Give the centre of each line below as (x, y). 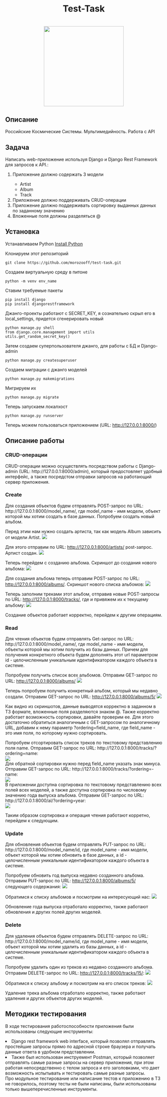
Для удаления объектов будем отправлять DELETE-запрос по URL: (77, 936)
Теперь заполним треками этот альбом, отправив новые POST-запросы (82, 594)
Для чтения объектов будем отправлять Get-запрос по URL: (70, 639)
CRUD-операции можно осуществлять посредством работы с (72, 466)
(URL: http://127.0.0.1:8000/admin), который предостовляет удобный (91, 471)
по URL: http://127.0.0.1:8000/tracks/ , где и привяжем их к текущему (77, 599)
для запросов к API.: (27, 165)
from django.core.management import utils (50, 332)
